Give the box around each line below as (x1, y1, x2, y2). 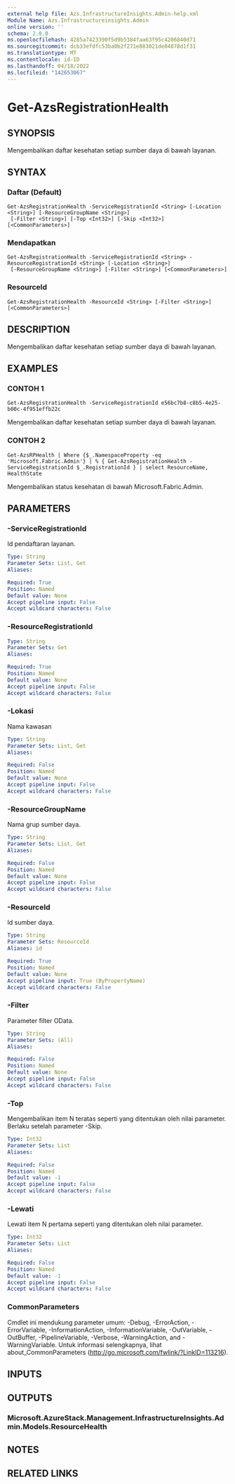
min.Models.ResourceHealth (7, 1422, 107, 1432)
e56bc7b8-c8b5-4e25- (161, 400, 221, 407)
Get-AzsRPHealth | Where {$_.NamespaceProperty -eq (7, 451, 161, 459)
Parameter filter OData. (7, 1016, 74, 1024)
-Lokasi (7, 706, 34, 716)
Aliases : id (7, 945, 42, 952)
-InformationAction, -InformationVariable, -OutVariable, (48, 1325, 208, 1334)
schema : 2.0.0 (7, 30, 49, 37)
